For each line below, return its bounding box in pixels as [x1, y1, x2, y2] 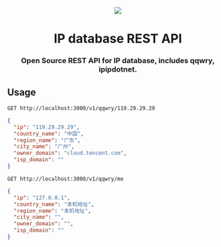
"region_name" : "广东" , [13, 137, 81, 144]
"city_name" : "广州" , [13, 143, 75, 150]
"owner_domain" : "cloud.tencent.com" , [13, 149, 128, 157]
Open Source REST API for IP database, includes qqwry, [20, 56, 215, 66]
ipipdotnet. [98, 65, 138, 74]
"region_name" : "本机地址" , [13, 207, 91, 214]
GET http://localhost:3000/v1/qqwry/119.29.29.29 [7, 105, 156, 112]
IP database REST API [53, 31, 182, 47]
